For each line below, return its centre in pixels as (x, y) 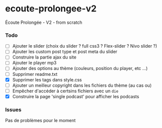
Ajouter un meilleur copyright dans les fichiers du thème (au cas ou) (82, 85)
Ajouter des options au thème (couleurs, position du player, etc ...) (80, 68)
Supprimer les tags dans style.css (47, 79)
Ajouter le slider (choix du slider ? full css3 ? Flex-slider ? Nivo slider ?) (85, 46)
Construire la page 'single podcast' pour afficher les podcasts (76, 96)
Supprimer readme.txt (35, 74)
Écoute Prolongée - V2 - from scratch (44, 22)
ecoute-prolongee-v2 (51, 9)
